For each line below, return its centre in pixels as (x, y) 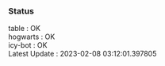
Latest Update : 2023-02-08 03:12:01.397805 (82, 54)
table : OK (25, 29)
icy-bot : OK (28, 45)
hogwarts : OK (32, 37)
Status (21, 11)
